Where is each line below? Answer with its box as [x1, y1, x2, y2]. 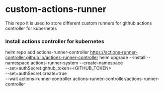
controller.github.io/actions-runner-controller [5, 54, 99, 60]
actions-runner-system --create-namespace [30, 60, 123, 66]
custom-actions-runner [5, 3, 107, 15]
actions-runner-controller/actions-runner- [72, 76, 159, 82]
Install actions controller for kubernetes [5, 37, 105, 44]
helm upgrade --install [99, 54, 146, 60]
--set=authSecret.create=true [5, 70, 67, 76]
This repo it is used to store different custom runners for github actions [5, 20, 152, 26]
